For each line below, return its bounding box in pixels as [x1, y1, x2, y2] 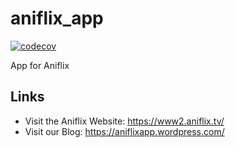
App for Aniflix [10, 59, 70, 71]
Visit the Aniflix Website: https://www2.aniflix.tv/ [24, 115, 225, 127]
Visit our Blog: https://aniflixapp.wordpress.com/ [24, 125, 225, 137]
